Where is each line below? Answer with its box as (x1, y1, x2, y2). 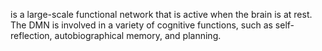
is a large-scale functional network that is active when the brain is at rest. (10, 9, 313, 20)
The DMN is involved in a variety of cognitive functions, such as (10, 19, 273, 31)
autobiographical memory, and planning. (54, 30, 222, 41)
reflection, (10, 30, 53, 41)
